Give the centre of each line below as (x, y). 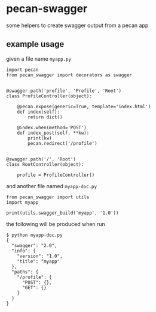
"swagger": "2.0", (35, 245)
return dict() (45, 117)
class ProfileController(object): (49, 96)
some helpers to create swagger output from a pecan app (77, 25)
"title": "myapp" (39, 261)
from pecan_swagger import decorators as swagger (69, 75)
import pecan (22, 70)
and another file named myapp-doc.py (52, 186)
